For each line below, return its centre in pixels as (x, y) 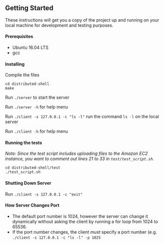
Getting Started (29, 8)
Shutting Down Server (28, 183)
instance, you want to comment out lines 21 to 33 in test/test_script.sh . (80, 159)
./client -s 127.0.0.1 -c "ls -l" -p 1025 (56, 238)
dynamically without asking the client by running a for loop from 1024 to (85, 221)
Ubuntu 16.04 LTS (30, 48)
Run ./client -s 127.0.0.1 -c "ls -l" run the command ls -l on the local (82, 117)
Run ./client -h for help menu (36, 131)
